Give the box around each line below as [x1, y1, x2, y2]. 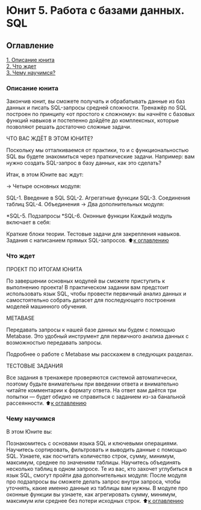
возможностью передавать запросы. [6, 339, 102, 346]
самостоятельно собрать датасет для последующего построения [6, 296, 176, 304]
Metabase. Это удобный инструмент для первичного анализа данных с [6, 332, 189, 340]
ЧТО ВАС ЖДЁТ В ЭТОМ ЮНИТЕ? [6, 135, 93, 142]
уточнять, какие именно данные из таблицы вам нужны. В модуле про [6, 484, 188, 491]
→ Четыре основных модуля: [6, 183, 81, 190]
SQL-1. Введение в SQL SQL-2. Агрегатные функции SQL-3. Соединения [6, 194, 191, 201]
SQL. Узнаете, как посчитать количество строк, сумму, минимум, [6, 452, 176, 459]
